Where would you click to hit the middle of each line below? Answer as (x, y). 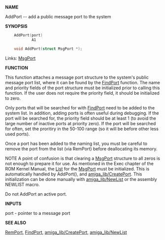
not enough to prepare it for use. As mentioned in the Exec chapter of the (79, 163)
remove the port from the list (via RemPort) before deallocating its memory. (81, 149)
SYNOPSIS (16, 26)
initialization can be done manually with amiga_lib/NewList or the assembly (81, 179)
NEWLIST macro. (22, 184)
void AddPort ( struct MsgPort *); (48, 49)
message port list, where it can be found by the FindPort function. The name (82, 82)
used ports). (17, 134)
